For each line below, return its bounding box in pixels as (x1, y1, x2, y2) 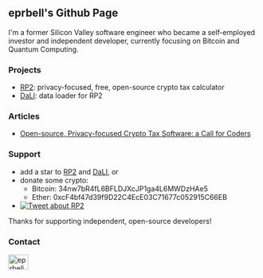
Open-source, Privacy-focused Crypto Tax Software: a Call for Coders (19, 129, 251, 139)
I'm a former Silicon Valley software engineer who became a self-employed (8, 27, 256, 37)
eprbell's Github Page (8, 6, 119, 20)
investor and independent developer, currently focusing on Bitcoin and (8, 36, 240, 45)
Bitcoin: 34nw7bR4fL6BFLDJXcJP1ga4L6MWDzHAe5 (31, 183, 209, 194)
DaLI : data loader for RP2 (19, 91, 103, 100)
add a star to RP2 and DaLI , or (19, 166, 119, 176)
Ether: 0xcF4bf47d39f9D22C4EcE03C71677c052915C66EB (31, 192, 227, 202)
